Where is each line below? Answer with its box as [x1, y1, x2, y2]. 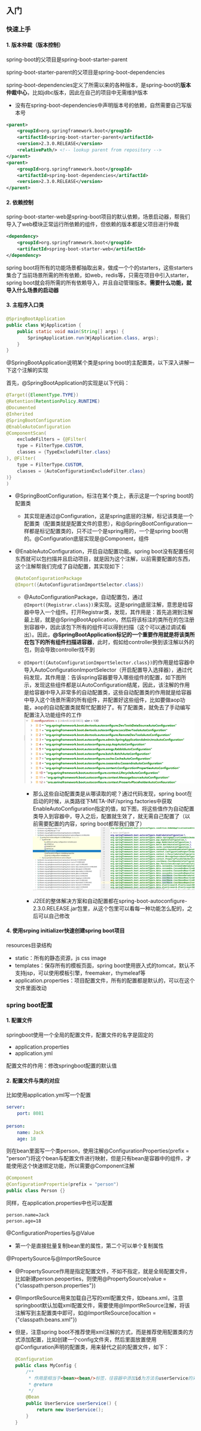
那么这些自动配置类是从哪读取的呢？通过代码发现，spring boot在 [32, 790, 193, 797]
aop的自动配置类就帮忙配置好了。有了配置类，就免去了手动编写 [34, 704, 191, 711]
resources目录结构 [6, 941, 52, 948]
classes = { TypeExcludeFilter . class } [17, 449, 111, 455]
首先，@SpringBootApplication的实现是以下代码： [6, 379, 130, 387]
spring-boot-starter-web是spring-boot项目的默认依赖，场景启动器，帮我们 [6, 213, 190, 220]
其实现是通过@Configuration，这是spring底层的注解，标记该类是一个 [23, 513, 194, 520]
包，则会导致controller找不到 [23, 646, 95, 653]
